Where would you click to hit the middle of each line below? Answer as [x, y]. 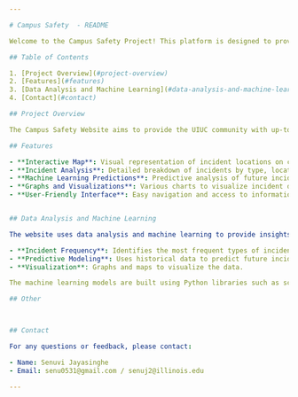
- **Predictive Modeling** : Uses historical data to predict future [138, 259]
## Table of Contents [49, 57]
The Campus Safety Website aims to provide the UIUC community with [138, 129]
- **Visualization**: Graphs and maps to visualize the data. [126, 267]
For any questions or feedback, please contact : [101, 346]
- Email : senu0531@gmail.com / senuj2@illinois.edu [106, 370]
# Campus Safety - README [59, 25]
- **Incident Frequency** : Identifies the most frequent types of [134, 250]
